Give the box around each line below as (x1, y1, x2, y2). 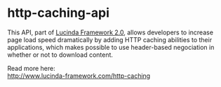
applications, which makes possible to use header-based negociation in (7, 43, 215, 51)
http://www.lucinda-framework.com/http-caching (7, 72, 151, 80)
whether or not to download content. (7, 51, 114, 59)
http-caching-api (7, 5, 110, 21)
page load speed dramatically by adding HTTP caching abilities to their (7, 35, 213, 43)
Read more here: (7, 64, 55, 72)
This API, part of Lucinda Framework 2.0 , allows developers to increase (7, 28, 214, 36)
